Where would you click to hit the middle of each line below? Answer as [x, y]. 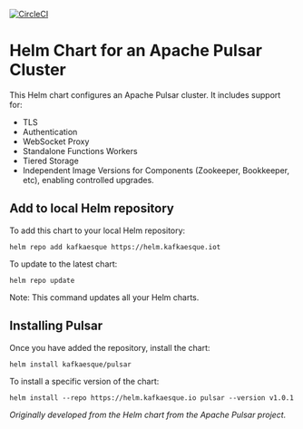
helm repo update [42, 280]
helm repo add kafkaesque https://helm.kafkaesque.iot [115, 247]
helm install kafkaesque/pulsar [70, 364]
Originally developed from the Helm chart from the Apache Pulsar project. [148, 414]
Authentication [50, 132]
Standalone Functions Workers [80, 151]
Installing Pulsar [56, 326]
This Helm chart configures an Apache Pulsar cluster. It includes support [145, 94]
